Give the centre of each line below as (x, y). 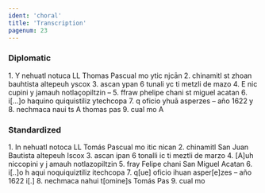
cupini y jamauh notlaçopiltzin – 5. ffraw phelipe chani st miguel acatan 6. (128, 92)
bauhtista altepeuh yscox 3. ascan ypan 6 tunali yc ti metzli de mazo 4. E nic (133, 83)
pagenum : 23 (28, 30)
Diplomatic (30, 58)
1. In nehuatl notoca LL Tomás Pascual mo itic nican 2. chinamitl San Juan (129, 147)
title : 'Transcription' (48, 23)
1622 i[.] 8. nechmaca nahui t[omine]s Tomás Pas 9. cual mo (107, 180)
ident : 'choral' (35, 15)
